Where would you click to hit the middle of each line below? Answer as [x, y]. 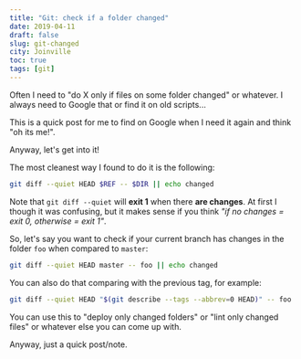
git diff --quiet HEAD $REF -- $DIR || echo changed [112, 184]
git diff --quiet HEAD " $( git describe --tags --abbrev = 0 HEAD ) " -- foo [150, 299]
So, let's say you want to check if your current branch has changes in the [147, 238]
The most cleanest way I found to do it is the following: [112, 167]
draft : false [34, 35]
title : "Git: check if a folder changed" [89, 18]
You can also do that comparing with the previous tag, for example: [135, 282]
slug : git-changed [44, 43]
